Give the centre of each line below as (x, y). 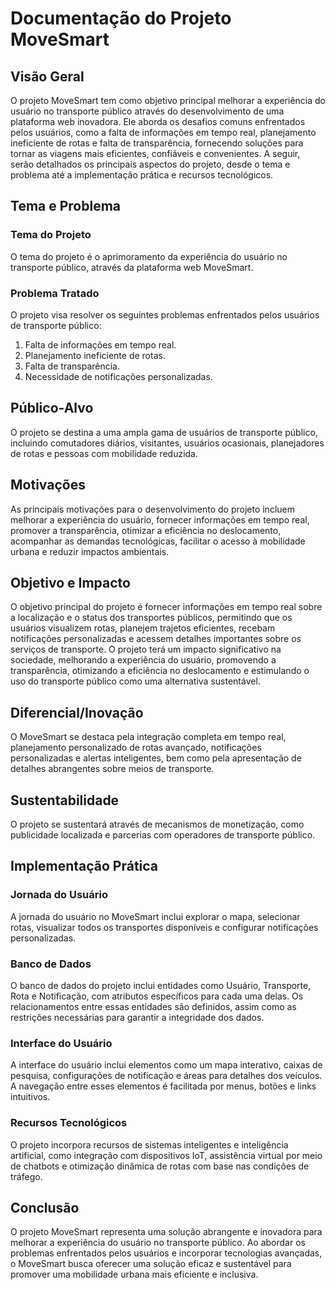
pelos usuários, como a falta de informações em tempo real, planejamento (163, 132)
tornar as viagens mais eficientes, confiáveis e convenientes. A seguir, (155, 153)
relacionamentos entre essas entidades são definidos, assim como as (153, 1007)
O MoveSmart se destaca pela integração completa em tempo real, (148, 737)
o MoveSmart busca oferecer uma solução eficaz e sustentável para (151, 1264)
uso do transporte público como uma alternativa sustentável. (135, 681)
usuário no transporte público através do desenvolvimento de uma (147, 111)
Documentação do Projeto (121, 18)
